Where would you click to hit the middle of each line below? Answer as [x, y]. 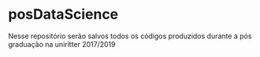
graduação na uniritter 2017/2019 [62, 44]
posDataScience [63, 14]
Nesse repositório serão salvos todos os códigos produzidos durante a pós [130, 36]
